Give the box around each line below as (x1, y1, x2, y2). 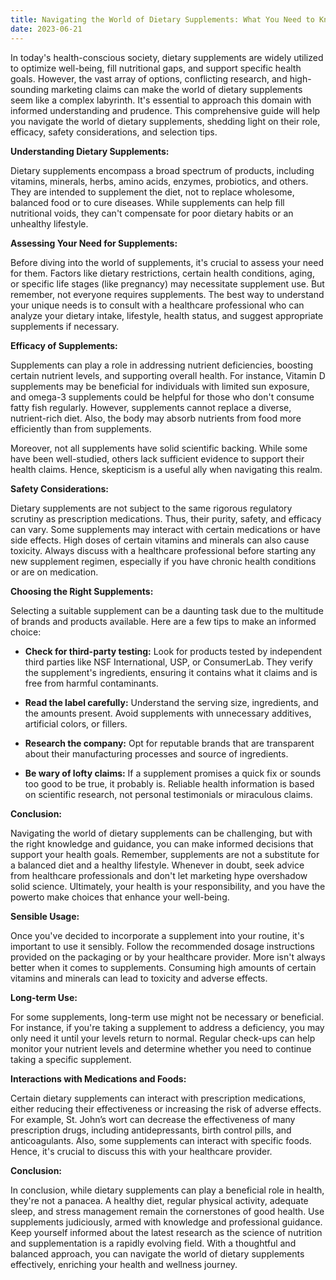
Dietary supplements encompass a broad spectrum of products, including (10, 164, 315, 176)
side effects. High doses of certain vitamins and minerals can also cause (10, 534, 310, 546)
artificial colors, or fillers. (24, 717, 128, 730)
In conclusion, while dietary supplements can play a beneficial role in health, (10, 1184, 325, 1196)
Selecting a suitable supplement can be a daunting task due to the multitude (10, 604, 324, 616)
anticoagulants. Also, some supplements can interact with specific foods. (10, 1134, 312, 1146)
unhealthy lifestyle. (10, 217, 89, 230)
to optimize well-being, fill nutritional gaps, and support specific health (10, 62, 302, 74)
